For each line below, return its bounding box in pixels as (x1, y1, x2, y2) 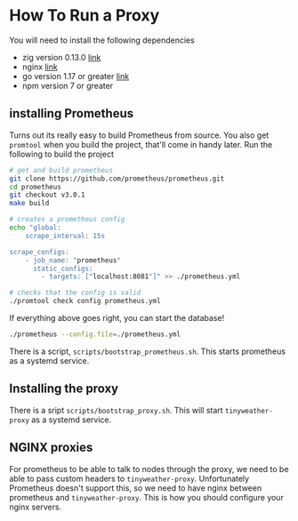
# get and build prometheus (9, 165, 114, 174)
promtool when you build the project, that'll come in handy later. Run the (9, 139, 273, 149)
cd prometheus (9, 182, 62, 191)
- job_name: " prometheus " (25, 255, 122, 265)
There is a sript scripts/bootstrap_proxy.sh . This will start (9, 405, 224, 415)
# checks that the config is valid (9, 288, 141, 298)
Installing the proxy (9, 381, 118, 397)
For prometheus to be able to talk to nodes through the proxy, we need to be (9, 463, 289, 474)
